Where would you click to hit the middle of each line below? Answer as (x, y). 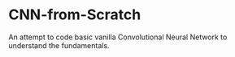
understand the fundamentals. (59, 45)
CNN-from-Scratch (75, 15)
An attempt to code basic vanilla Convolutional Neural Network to (118, 37)
